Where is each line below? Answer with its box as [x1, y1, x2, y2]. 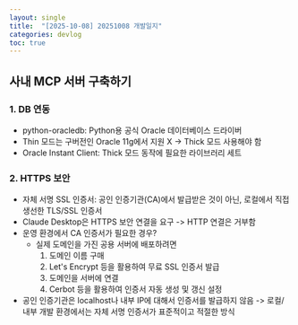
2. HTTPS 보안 [9, 171, 71, 184]
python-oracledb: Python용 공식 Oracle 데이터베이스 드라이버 [21, 125, 243, 136]
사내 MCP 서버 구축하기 [9, 74, 132, 89]
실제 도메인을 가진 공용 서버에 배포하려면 [35, 239, 177, 250]
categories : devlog [9, 30, 82, 39]
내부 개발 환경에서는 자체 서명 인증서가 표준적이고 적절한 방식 [21, 306, 235, 317]
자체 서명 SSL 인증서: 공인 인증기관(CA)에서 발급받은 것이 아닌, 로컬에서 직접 [21, 194, 290, 205]
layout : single [9, 13, 66, 22]
